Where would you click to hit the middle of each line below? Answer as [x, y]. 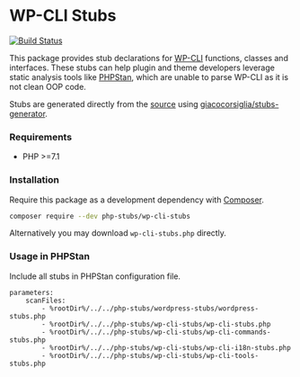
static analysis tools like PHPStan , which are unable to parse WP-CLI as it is [149, 76]
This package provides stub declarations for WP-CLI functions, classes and [149, 58]
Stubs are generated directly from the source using [104, 103]
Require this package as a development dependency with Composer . [137, 200]
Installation [35, 180]
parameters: [31, 292]
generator [27, 113]
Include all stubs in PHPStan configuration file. [95, 276]
